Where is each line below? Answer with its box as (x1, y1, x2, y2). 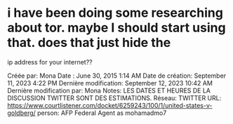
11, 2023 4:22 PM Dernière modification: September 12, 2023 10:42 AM (7, 78, 213, 87)
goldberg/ (7, 109, 36, 117)
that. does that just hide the (7, 35, 171, 50)
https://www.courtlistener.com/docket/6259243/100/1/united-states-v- (7, 101, 213, 109)
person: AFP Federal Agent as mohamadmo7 (37, 109, 167, 117)
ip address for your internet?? (7, 57, 93, 66)
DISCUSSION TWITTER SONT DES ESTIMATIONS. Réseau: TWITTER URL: (7, 93, 222, 102)
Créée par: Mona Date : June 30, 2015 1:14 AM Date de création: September (7, 71, 227, 80)
